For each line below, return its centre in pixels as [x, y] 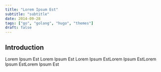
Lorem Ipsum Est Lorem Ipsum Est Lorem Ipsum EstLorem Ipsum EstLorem [81, 59]
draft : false [18, 28]
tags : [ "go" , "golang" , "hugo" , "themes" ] [49, 23]
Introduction [25, 47]
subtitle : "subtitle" [27, 14]
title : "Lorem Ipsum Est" [32, 9]
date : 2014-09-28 [23, 18]
